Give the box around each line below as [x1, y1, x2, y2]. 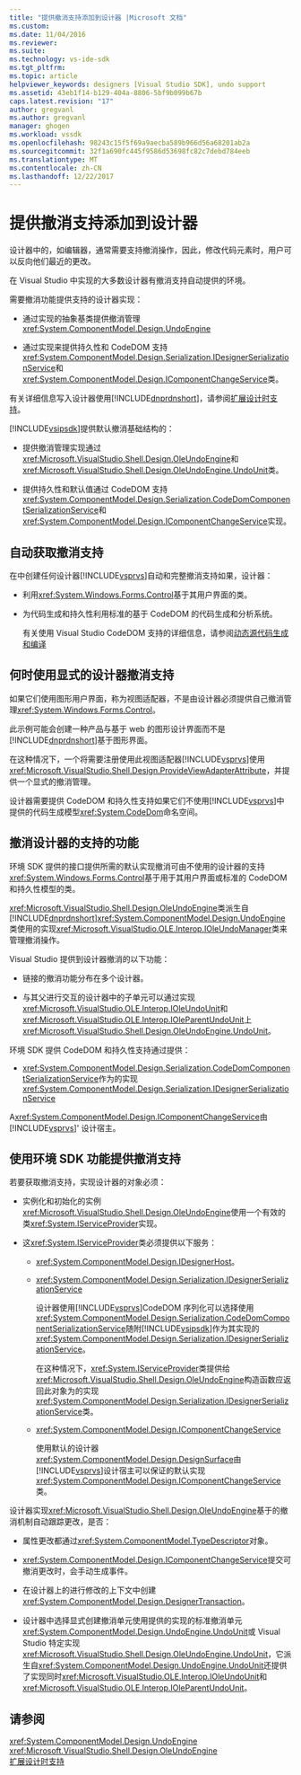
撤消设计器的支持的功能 [9, 835, 139, 851]
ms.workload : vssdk [9, 130, 82, 139]
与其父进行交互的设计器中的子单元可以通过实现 [21, 992, 195, 1002]
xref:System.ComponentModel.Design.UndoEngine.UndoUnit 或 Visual [21, 1627, 280, 1638]
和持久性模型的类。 [9, 883, 81, 894]
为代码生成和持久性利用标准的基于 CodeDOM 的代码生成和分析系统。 [21, 608, 278, 619]
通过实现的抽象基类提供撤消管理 [21, 313, 141, 324]
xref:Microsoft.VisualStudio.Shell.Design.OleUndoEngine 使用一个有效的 [21, 1207, 287, 1218]
